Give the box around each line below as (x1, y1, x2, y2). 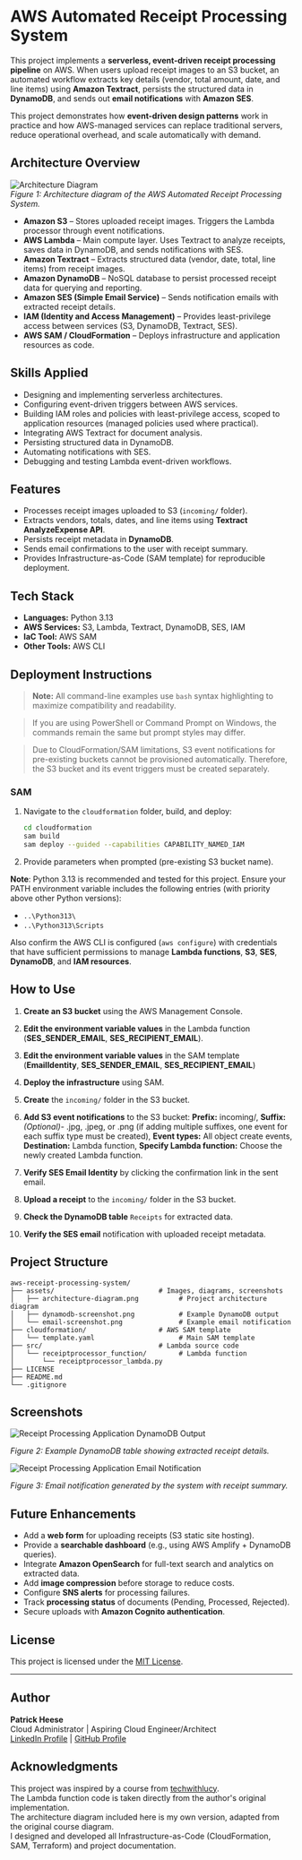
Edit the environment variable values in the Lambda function (22, 1023, 251, 1034)
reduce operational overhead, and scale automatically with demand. (10, 129, 262, 140)
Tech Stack (10, 589, 74, 604)
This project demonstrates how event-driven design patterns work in (10, 110, 268, 121)
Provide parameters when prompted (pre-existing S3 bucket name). (22, 856, 274, 866)
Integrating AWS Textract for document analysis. (22, 427, 203, 438)
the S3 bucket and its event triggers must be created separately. (31, 763, 270, 774)
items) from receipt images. (22, 263, 125, 274)
